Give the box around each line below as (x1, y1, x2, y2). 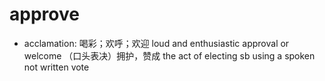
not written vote (23, 61, 90, 73)
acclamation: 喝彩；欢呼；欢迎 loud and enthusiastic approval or (23, 37, 290, 49)
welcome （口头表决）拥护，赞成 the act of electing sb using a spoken (23, 49, 316, 62)
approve (9, 3, 80, 26)
